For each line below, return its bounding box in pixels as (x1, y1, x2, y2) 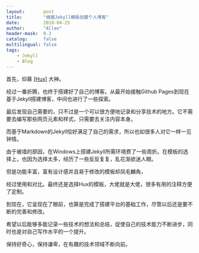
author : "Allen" (6, 25, 62, 31)
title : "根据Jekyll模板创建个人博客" (6, 14, 109, 20)
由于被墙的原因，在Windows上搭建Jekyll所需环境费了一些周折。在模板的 (6, 148, 184, 155)
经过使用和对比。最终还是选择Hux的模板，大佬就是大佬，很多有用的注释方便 (6, 180, 192, 187)
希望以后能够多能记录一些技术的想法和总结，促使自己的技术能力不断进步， (6, 220, 188, 228)
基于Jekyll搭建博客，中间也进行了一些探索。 (6, 95, 114, 103)
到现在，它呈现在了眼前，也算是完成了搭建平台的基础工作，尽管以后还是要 (6, 200, 188, 207)
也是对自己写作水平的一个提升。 (11, 228, 89, 235)
